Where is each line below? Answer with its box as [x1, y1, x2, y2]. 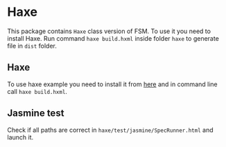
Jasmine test [7, 108, 64, 119]
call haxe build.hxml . [7, 87, 68, 95]
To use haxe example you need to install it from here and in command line [7, 80, 218, 88]
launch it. [7, 133, 34, 141]
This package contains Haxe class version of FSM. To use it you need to [7, 27, 211, 35]
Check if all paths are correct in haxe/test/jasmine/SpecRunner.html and [7, 126, 214, 134]
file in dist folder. [7, 41, 57, 50]
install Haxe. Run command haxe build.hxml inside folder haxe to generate [7, 34, 220, 42]
